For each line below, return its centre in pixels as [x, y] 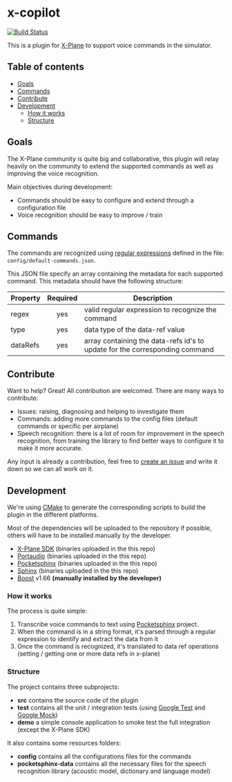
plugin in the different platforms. [53, 515]
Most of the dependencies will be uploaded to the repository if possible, [109, 528]
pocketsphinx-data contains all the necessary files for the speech [112, 763]
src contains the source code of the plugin [78, 700]
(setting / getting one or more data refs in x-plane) [88, 654]
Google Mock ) [37, 715]
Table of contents [46, 67]
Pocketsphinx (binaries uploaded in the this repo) [87, 563]
